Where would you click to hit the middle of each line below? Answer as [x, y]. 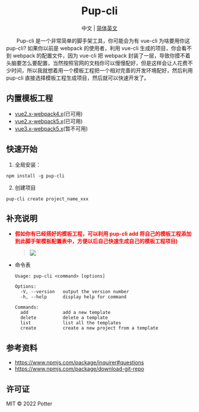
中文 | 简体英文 [99, 28]
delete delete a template [64, 318]
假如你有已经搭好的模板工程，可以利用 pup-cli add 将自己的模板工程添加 [103, 234]
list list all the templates [71, 323]
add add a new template [65, 313]
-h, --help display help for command [73, 297]
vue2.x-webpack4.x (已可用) [49, 113]
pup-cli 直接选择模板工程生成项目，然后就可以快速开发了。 [78, 78]
